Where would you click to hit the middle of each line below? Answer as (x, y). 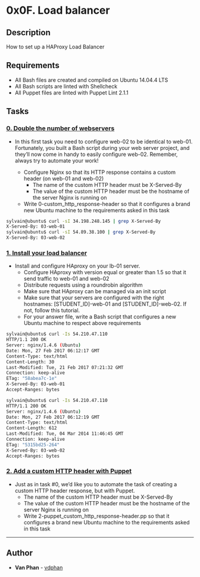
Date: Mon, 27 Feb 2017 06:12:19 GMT (53, 417)
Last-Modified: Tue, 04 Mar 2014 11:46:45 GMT (65, 434)
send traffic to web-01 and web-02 (66, 279)
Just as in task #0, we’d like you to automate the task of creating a (96, 484)
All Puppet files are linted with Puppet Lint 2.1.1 (72, 93)
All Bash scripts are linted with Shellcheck (66, 86)
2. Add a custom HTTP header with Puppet (69, 471)
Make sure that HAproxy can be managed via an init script (95, 291)
